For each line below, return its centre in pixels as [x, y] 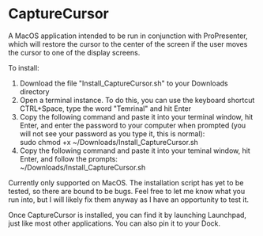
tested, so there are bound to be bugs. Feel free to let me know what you [127, 191]
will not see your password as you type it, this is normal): [112, 133]
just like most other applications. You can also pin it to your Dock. [115, 223]
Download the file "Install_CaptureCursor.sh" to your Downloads [124, 83]
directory [34, 91]
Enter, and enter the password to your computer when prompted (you [133, 125]
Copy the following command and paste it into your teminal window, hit [135, 150]
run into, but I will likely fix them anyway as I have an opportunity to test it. [129, 200]
